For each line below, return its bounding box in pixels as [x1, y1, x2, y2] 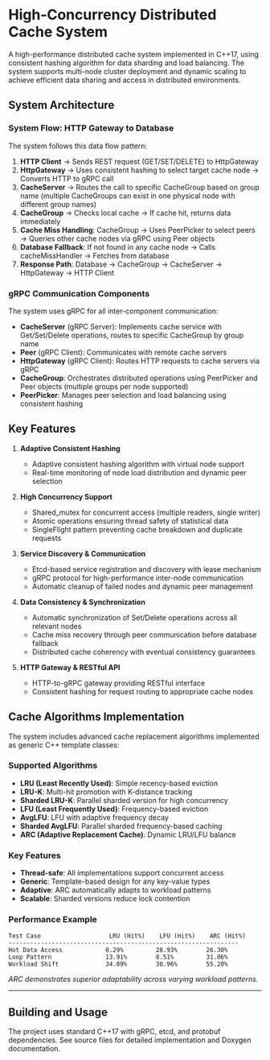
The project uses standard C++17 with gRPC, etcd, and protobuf [8, 1027, 221, 1037]
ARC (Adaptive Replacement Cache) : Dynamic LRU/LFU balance [19, 830, 236, 839]
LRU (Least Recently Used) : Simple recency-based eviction [19, 778, 219, 788]
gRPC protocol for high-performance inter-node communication [31, 573, 243, 582]
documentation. [8, 1044, 61, 1054]
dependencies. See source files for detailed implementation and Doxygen [8, 1035, 252, 1045]
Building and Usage [8, 1005, 108, 1019]
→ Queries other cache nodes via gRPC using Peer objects [19, 234, 215, 243]
